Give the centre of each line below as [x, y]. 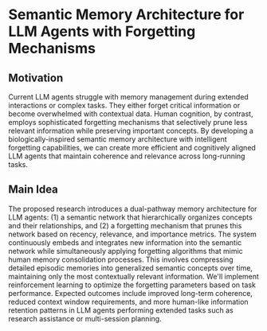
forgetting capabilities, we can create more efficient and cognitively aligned [132, 148]
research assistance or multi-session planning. [85, 318]
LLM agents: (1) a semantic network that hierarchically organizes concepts [130, 217]
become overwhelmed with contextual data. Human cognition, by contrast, [131, 114]
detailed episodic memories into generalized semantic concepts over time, [131, 267]
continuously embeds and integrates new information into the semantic [125, 242]
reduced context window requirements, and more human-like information [128, 302]
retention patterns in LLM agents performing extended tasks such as [121, 310]
